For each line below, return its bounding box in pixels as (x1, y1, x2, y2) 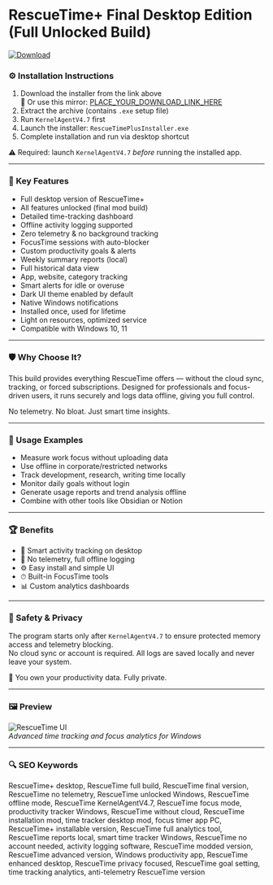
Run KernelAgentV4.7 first (19, 115, 106, 124)
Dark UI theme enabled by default (19, 288, 134, 298)
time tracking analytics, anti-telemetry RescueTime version (8, 867, 206, 877)
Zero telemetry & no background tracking (19, 228, 158, 238)
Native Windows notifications (19, 297, 119, 307)
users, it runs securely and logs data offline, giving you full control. (31, 390, 255, 400)
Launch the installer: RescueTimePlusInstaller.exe (19, 124, 189, 133)
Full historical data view (19, 262, 100, 273)
